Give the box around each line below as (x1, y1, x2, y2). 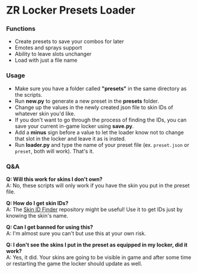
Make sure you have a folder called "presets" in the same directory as (14, 85, 187, 92)
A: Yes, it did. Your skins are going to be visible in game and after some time (6, 254, 192, 261)
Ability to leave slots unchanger (14, 51, 92, 58)
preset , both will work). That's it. (14, 147, 95, 154)
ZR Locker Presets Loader (6, 4, 135, 17)
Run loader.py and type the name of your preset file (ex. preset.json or (14, 141, 189, 148)
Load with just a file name (14, 57, 78, 64)
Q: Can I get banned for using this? (6, 223, 93, 231)
